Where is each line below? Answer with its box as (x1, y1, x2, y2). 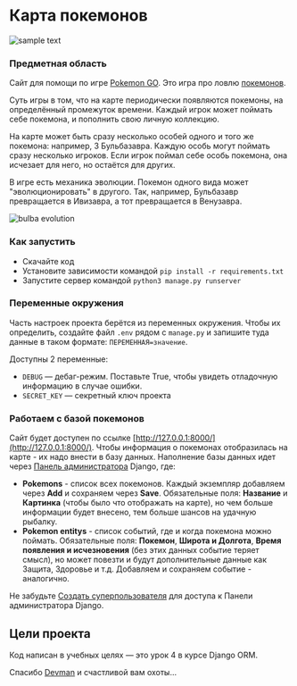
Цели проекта (9, 626, 91, 641)
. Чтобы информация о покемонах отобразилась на (91, 442, 288, 453)
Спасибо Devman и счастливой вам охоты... (9, 666, 177, 677)
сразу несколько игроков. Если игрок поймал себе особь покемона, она (9, 150, 288, 161)
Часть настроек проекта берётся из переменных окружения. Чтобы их (9, 317, 281, 328)
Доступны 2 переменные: (9, 354, 109, 364)
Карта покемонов (9, 5, 149, 26)
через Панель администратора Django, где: (9, 461, 176, 472)
